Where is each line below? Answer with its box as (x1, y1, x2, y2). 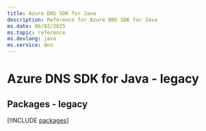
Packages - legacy (7, 98, 88, 110)
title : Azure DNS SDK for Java (7, 10, 96, 17)
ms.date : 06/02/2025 (7, 23, 66, 29)
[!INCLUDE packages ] (7, 117, 69, 124)
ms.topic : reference (7, 29, 66, 36)
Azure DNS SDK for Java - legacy (7, 71, 200, 87)
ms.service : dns (7, 42, 53, 48)
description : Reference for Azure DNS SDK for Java (7, 16, 157, 23)
